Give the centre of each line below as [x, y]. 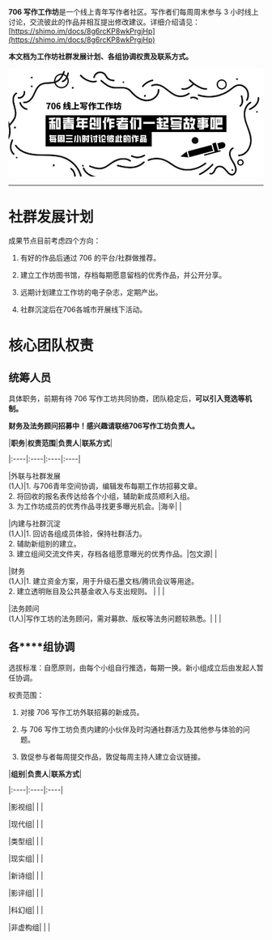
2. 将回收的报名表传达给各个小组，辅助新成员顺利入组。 [101, 496]
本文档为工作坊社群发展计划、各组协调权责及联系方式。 [100, 56]
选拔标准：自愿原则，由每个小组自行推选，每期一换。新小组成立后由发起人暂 [136, 668]
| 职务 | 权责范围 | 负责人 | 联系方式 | [61, 443]
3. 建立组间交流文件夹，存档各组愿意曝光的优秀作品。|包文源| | [113, 554]
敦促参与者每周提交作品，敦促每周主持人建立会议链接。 [112, 757]
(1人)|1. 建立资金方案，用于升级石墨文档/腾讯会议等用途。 [104, 581]
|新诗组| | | [26, 876]
